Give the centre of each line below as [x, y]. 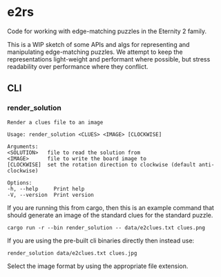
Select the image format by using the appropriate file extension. [98, 266]
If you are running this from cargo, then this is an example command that [110, 207]
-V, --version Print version [51, 195]
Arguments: [23, 146]
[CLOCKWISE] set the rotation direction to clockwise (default [102, 164]
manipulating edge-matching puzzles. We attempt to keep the [95, 52]
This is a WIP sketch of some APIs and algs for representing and [98, 44]
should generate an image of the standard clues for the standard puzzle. [110, 215]
